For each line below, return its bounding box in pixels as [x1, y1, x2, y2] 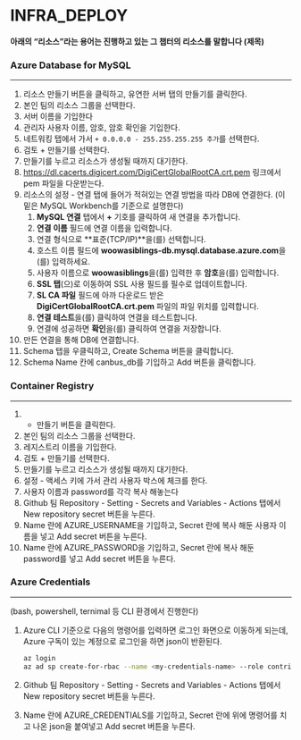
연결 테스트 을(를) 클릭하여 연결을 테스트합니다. [36, 312, 197, 323]
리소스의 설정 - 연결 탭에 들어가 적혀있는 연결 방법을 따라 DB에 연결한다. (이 [22, 189, 286, 200]
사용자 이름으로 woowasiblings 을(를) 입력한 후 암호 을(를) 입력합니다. [36, 267, 280, 278]
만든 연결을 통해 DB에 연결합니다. [22, 334, 139, 345]
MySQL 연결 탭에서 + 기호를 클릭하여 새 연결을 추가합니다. [36, 212, 241, 223]
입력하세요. [51, 256, 91, 267]
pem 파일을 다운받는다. [22, 178, 105, 189]
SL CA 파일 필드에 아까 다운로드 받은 [36, 290, 164, 300]
